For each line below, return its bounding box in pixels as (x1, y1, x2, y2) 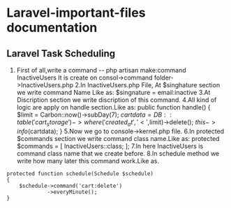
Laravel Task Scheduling (6, 47, 116, 59)
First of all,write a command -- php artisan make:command (16, 66, 186, 74)
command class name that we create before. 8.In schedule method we (16, 149, 220, 158)
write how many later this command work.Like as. (16, 156, 160, 165)
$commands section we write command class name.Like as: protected (16, 134, 220, 142)
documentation (6, 20, 98, 36)
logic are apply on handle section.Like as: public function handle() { (16, 103, 211, 111)
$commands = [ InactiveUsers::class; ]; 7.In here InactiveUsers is (16, 142, 204, 150)
